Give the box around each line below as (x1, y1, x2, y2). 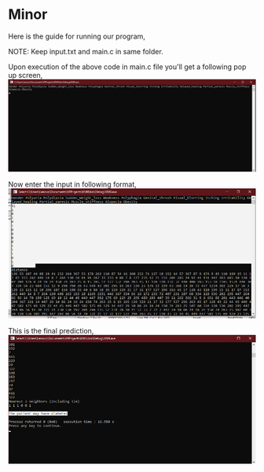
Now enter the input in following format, (8, 179, 137, 190)
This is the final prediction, (8, 326, 94, 336)
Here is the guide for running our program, (8, 31, 145, 41)
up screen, (8, 70, 43, 79)
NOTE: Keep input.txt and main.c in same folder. (8, 46, 163, 56)
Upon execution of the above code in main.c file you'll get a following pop (8, 61, 247, 72)
